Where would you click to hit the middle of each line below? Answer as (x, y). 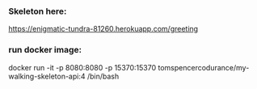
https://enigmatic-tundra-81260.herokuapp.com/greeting (103, 29)
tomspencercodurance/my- (203, 67)
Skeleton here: (38, 11)
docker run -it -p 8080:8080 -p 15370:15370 (82, 67)
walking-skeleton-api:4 (47, 76)
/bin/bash (103, 76)
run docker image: (45, 50)
